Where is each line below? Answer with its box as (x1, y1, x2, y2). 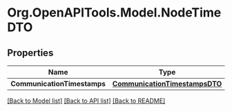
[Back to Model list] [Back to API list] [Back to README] (7, 97, 166, 105)
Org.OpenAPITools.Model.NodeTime (7, 5, 222, 21)
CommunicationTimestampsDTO (112, 79, 222, 88)
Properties (7, 47, 54, 59)
